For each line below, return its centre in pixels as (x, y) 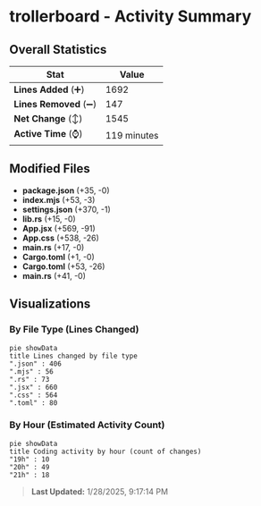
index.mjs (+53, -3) (59, 199)
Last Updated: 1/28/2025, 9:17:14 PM (99, 491)
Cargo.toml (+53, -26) (63, 266)
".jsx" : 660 (34, 387)
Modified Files (50, 169)
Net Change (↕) (48, 118)
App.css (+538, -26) (61, 238)
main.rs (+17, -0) (53, 247)
